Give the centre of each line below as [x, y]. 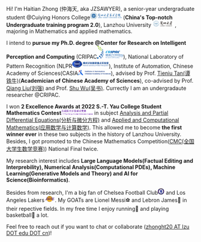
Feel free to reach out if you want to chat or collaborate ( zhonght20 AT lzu [98, 227]
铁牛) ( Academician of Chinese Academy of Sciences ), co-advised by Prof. [100, 80]
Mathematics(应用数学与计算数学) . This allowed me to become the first [94, 127]
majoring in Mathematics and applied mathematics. [69, 31]
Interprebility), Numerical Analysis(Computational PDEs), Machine [91, 167]
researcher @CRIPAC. [33, 95]
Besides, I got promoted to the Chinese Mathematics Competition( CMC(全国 [100, 141]
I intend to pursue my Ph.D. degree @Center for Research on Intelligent [96, 43]
